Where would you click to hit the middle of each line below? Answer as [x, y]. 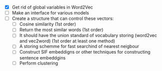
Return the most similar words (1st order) [61, 30]
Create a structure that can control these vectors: [63, 18]
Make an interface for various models [50, 13]
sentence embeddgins [42, 57]
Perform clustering [39, 63]
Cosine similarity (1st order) [47, 24]
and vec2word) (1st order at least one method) [67, 41]
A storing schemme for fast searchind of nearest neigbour [79, 46]
